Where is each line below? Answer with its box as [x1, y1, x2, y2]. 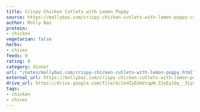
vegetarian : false [6, 36, 52, 42]
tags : [6, 86, 20, 92]
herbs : [6, 42, 23, 48]
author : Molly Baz [6, 20, 52, 25]
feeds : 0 [6, 53, 28, 59]
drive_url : [6, 81, 33, 87]
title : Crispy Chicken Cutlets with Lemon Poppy [6, 8, 129, 15]
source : [6, 14, 26, 20]
